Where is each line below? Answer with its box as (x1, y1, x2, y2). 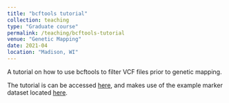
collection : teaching (7, 17, 70, 24)
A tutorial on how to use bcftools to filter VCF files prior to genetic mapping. (7, 67, 222, 76)
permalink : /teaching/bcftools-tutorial (7, 29, 126, 37)
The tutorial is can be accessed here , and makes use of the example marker (7, 81, 223, 89)
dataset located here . (7, 88, 68, 97)
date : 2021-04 (7, 42, 48, 49)
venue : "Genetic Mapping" (7, 36, 81, 43)
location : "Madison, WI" (7, 49, 79, 56)
